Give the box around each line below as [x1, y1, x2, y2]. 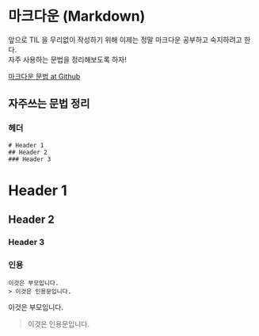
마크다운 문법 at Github [8, 71, 81, 81]
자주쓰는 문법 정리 [8, 97, 90, 111]
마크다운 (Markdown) [8, 7, 146, 25]
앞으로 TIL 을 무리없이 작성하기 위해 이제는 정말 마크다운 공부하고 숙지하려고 [8, 35, 243, 44]
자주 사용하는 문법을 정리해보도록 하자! [8, 55, 127, 64]
